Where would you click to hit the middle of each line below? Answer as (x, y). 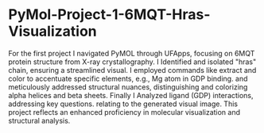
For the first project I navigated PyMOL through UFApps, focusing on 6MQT (132, 53)
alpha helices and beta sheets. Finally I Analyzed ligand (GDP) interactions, (131, 95)
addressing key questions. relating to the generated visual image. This (123, 104)
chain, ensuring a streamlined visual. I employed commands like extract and (132, 70)
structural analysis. (39, 120)
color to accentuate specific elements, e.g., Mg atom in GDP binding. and (128, 78)
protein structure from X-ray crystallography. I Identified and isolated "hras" (132, 62)
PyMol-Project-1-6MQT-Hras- (109, 15)
